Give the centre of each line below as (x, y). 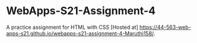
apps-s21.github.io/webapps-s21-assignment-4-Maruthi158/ (80, 33)
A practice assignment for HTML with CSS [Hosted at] (72, 27)
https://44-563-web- (165, 27)
